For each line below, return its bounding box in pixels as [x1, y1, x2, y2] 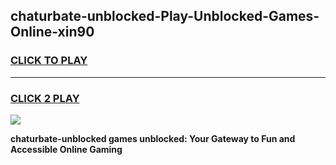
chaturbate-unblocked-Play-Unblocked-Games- [10, 8, 320, 25]
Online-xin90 [10, 24, 95, 41]
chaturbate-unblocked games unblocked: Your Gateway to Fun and [10, 132, 296, 144]
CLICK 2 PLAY [10, 91, 80, 105]
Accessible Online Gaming [10, 143, 123, 155]
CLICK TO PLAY [10, 54, 88, 68]
